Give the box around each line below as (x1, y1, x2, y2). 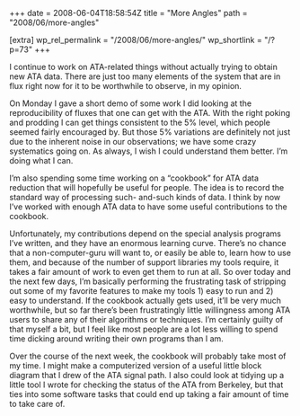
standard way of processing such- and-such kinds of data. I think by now (9, 192, 281, 202)
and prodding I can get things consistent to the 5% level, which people (9, 117, 271, 128)
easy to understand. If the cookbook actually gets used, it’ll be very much (9, 296, 281, 305)
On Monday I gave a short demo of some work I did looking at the (9, 98, 252, 109)
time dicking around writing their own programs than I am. (9, 333, 225, 344)
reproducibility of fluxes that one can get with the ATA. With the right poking (9, 108, 291, 118)
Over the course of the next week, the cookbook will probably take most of (9, 350, 287, 361)
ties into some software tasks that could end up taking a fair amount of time (9, 389, 289, 399)
